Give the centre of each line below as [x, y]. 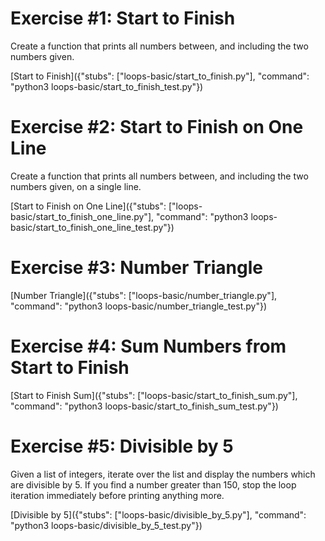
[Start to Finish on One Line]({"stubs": [88, 206]
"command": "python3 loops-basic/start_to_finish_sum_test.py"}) [144, 406]
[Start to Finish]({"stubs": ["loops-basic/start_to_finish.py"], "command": [160, 76]
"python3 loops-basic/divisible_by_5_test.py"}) [106, 525]
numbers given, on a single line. [76, 186]
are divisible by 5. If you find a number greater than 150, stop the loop [153, 484]
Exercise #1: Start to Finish [123, 18]
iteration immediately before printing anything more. [117, 495]
